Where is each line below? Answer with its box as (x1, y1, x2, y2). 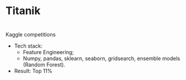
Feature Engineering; (22, 49, 74, 56)
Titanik (5, 4, 41, 18)
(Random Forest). (22, 61, 66, 68)
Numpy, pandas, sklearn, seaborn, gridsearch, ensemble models (22, 55, 181, 62)
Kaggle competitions (5, 31, 56, 38)
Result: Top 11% (14, 68, 53, 75)
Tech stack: (14, 42, 43, 49)
